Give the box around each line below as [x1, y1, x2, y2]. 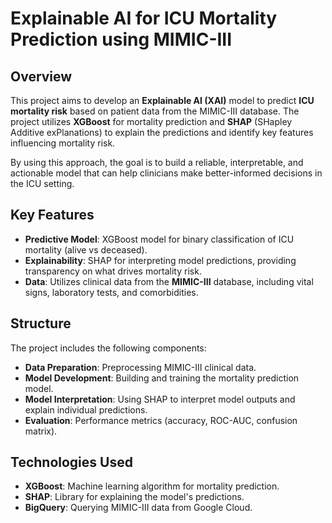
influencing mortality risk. [10, 137, 116, 149]
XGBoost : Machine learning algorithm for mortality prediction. [24, 480, 280, 492]
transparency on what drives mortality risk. [24, 265, 202, 277]
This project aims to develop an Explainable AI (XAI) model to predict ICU [10, 95, 315, 106]
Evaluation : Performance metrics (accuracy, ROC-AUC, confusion [24, 414, 298, 426]
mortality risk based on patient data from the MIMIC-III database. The [10, 105, 300, 117]
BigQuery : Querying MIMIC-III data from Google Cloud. [24, 502, 253, 514]
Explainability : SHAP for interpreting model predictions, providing [24, 254, 297, 266]
